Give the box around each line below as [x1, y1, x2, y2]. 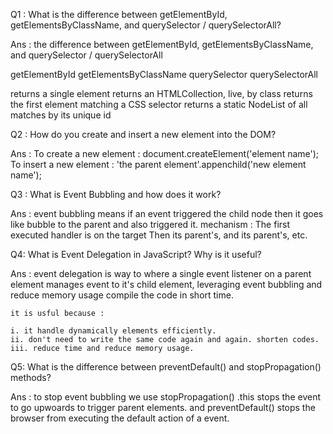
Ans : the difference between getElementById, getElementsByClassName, [10, 39, 314, 50]
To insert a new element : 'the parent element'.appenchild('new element [10, 159, 307, 170]
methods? [10, 372, 52, 383]
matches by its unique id [10, 109, 112, 121]
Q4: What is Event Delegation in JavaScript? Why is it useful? [10, 249, 262, 260]
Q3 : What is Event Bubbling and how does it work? [10, 189, 222, 200]
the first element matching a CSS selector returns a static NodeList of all [10, 99, 308, 110]
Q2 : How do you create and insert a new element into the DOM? [10, 129, 277, 140]
